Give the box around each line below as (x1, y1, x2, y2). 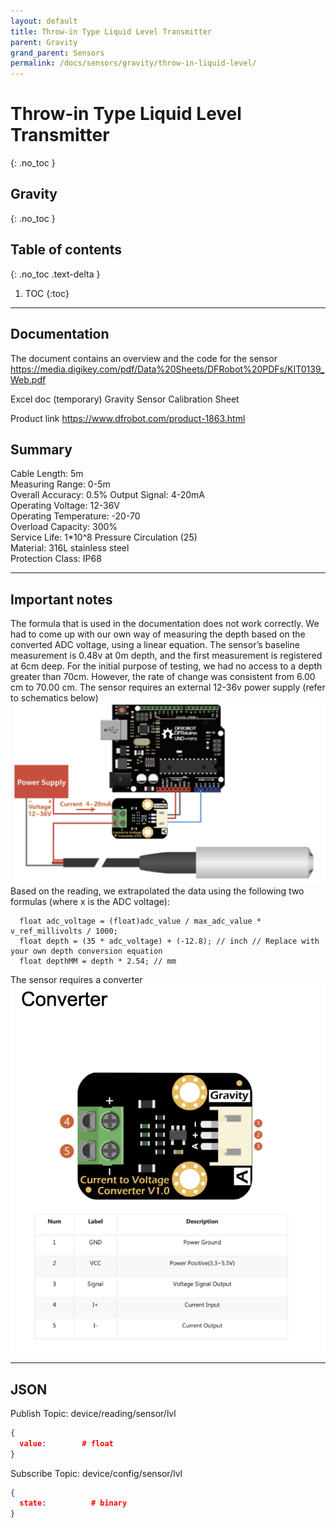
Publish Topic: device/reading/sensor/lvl (10, 1407, 177, 1419)
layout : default (10, 16, 78, 26)
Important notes (10, 591, 113, 608)
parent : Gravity (10, 37, 78, 47)
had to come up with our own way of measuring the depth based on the (10, 628, 306, 640)
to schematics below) (10, 692, 99, 704)
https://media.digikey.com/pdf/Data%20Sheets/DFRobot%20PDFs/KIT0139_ (10, 363, 325, 375)
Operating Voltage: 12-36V (10, 500, 121, 512)
